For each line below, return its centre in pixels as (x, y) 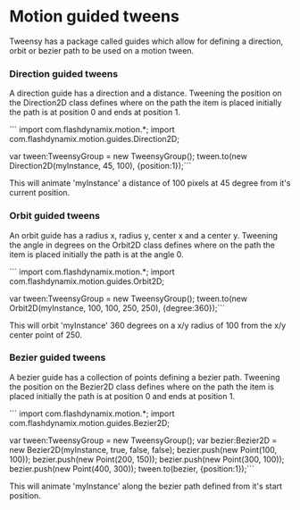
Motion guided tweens (95, 17)
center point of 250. (46, 334)
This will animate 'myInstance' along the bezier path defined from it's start (146, 486)
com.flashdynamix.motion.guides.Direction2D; (95, 139)
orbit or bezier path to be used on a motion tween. (102, 50)
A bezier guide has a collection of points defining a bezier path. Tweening (145, 377)
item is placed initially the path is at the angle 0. (97, 254)
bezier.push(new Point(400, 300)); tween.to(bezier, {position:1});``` (132, 468)
